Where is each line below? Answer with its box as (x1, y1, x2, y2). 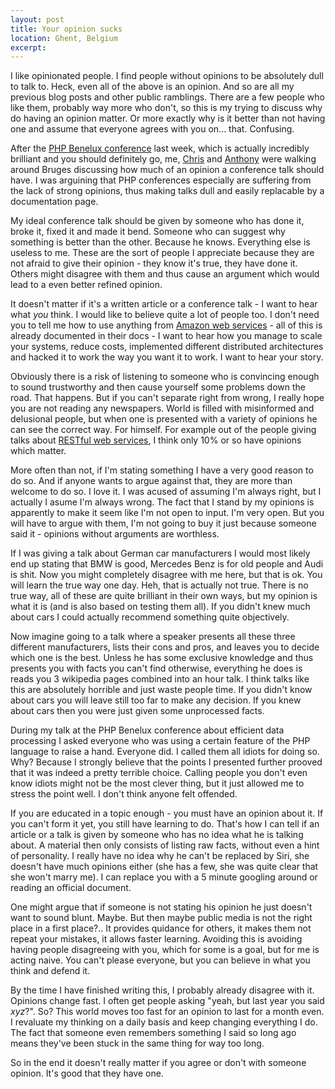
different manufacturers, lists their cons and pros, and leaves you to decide (10, 641, 320, 653)
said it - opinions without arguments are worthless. (10, 528, 220, 540)
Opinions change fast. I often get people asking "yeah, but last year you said (10, 995, 325, 1007)
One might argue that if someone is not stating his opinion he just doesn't (10, 901, 313, 913)
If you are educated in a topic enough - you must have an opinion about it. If (10, 807, 324, 820)
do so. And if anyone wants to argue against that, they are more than (10, 475, 293, 487)
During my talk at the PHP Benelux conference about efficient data (10, 724, 285, 736)
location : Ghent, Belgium (10, 33, 118, 43)
